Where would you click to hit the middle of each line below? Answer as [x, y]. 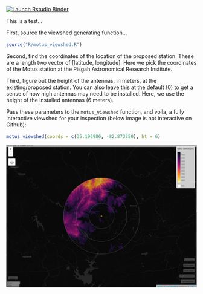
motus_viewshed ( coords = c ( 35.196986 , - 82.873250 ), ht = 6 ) [84, 136]
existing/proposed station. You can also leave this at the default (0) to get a [100, 87]
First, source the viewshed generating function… [67, 33]
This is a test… [24, 21]
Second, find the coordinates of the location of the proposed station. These [100, 56]
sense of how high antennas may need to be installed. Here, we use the [95, 93]
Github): [16, 125]
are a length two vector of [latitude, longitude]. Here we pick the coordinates [101, 62]
